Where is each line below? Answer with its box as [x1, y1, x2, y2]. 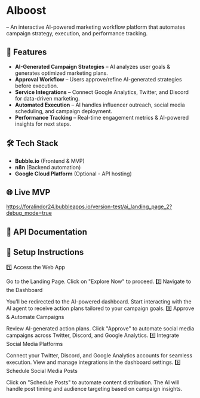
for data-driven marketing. [14, 95, 80, 102]
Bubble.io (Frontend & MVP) [14, 157, 85, 165]
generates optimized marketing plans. [14, 69, 109, 77]
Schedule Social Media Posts [6, 367, 78, 374]
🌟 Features [6, 47, 47, 57]
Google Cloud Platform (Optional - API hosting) [14, 170, 133, 177]
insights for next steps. [14, 120, 72, 127]
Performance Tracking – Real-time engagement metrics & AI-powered [14, 114, 189, 121]
